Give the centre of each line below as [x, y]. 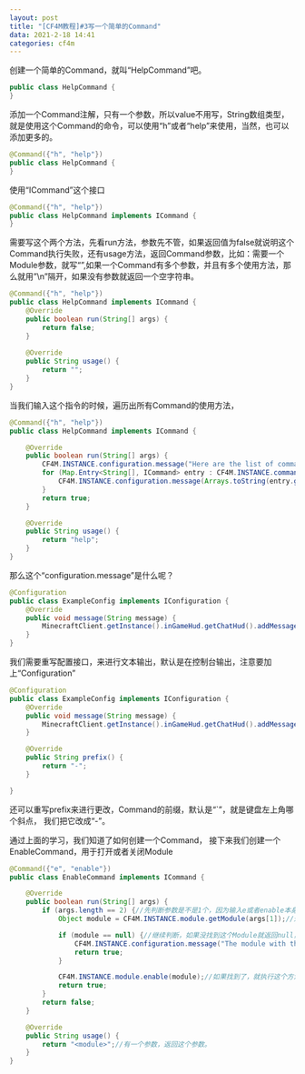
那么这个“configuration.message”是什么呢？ [92, 575]
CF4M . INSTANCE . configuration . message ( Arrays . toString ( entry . [176, 481]
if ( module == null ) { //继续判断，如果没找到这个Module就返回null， [179, 935]
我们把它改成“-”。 [77, 820]
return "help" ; [71, 540]
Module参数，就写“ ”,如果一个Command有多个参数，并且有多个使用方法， [147, 266]
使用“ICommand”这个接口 [57, 190]
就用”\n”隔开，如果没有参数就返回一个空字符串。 [108, 276]
